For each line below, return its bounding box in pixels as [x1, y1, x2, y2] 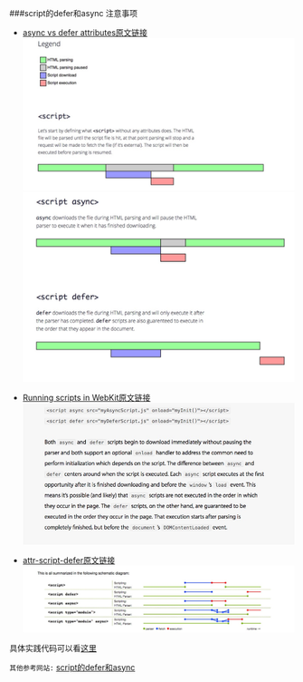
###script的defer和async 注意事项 [9, 8, 138, 18]
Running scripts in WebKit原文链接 [22, 392, 151, 403]
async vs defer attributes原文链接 [22, 27, 147, 38]
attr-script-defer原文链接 [22, 554, 116, 565]
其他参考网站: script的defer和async [9, 661, 136, 673]
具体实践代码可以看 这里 [9, 642, 97, 653]
